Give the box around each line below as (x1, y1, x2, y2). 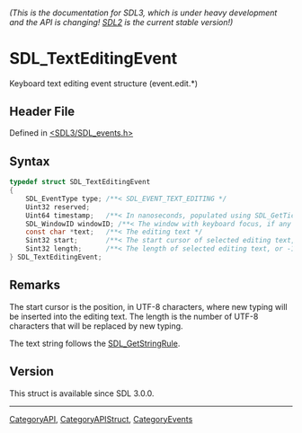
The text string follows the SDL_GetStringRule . (9, 338, 181, 349)
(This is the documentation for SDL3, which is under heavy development (9, 7, 278, 18)
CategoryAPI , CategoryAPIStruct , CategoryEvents (9, 413, 193, 424)
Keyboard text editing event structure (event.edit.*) (9, 77, 199, 89)
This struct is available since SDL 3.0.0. (9, 387, 155, 399)
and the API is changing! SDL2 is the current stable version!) (9, 16, 234, 27)
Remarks (9, 278, 61, 293)
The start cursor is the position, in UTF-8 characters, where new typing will (9, 301, 288, 312)
